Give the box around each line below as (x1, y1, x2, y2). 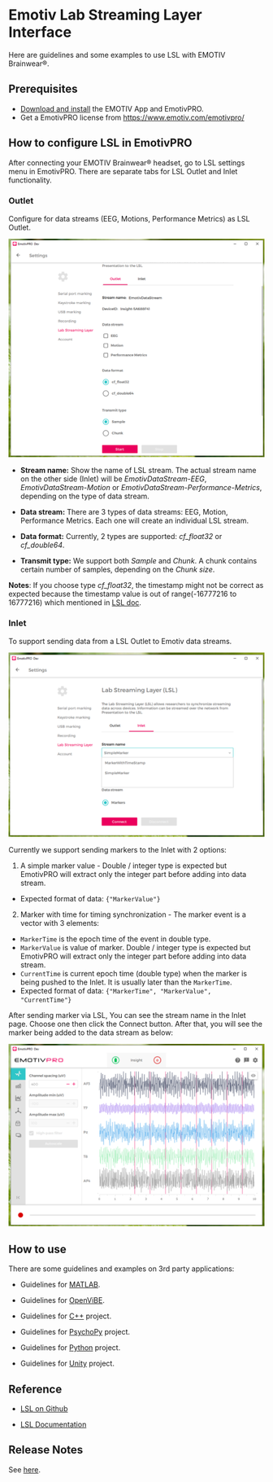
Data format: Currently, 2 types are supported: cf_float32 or (19, 531, 223, 541)
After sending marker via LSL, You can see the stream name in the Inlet (8, 1011, 246, 1020)
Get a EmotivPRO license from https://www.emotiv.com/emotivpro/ (19, 112, 245, 122)
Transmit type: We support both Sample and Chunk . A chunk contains (19, 555, 258, 565)
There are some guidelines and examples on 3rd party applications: (8, 1264, 235, 1274)
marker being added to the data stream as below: (8, 1028, 173, 1037)
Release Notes (8, 1443, 84, 1457)
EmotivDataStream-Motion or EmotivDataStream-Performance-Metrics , (19, 482, 262, 492)
